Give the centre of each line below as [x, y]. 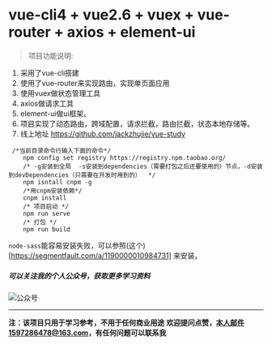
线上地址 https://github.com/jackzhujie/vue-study [103, 134]
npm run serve [47, 213]
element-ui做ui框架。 [55, 113]
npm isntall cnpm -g [57, 182]
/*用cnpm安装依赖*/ [53, 191]
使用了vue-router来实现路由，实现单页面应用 [95, 83]
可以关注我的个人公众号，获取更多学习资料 [79, 276]
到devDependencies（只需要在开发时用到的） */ [82, 175]
